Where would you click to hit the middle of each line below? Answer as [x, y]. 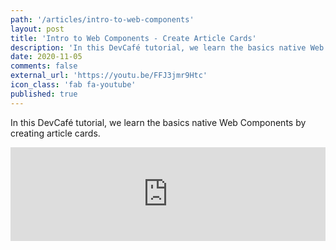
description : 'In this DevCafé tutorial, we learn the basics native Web [167, 47]
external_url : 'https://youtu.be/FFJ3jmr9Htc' [109, 76]
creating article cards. [55, 133]
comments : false [44, 66]
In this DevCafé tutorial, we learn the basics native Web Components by [158, 122]
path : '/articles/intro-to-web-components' [102, 19]
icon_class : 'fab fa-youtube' [73, 85]
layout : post [37, 29]
